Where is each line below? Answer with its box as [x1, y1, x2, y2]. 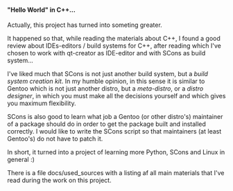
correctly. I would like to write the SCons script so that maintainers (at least [7, 127, 222, 136]
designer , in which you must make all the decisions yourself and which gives [7, 92, 226, 100]
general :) [7, 156, 35, 164]
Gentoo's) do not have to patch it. [7, 135, 103, 143]
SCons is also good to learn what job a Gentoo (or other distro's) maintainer [7, 113, 223, 121]
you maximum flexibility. [7, 99, 76, 107]
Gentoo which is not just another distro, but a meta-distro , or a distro [7, 84, 204, 93]
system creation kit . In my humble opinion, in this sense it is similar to [7, 77, 205, 86]
